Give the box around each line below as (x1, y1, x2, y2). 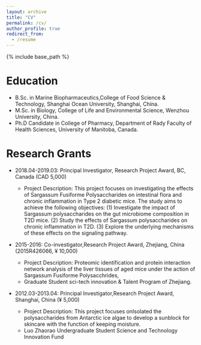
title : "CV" (6, 14, 36, 20)
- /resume (11, 37, 36, 43)
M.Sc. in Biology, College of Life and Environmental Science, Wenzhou (14, 106, 190, 114)
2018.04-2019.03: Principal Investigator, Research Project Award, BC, (14, 166, 186, 174)
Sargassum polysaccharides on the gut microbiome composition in (23, 210, 190, 217)
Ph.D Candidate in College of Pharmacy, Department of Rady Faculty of (14, 119, 192, 127)
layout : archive (6, 8, 47, 15)
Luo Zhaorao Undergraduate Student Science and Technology (23, 326, 178, 334)
